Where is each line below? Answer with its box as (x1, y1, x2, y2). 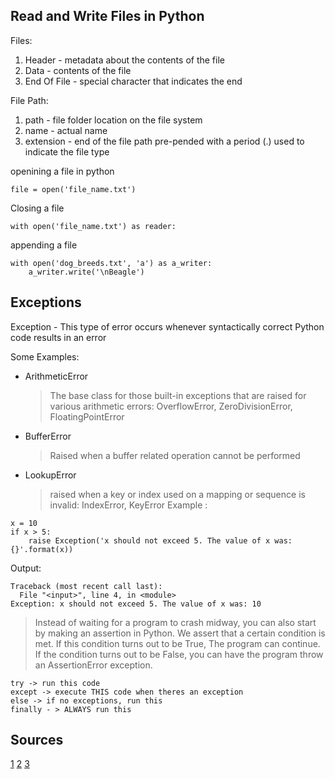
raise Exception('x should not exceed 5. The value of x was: (28, 535, 293, 546)
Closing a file (10, 202, 65, 214)
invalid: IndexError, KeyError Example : (49, 499, 208, 511)
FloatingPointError (49, 410, 125, 423)
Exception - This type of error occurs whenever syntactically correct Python (10, 320, 325, 333)
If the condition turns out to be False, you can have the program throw (34, 648, 324, 660)
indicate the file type (24, 145, 110, 158)
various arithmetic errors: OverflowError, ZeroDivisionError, (49, 400, 293, 412)
